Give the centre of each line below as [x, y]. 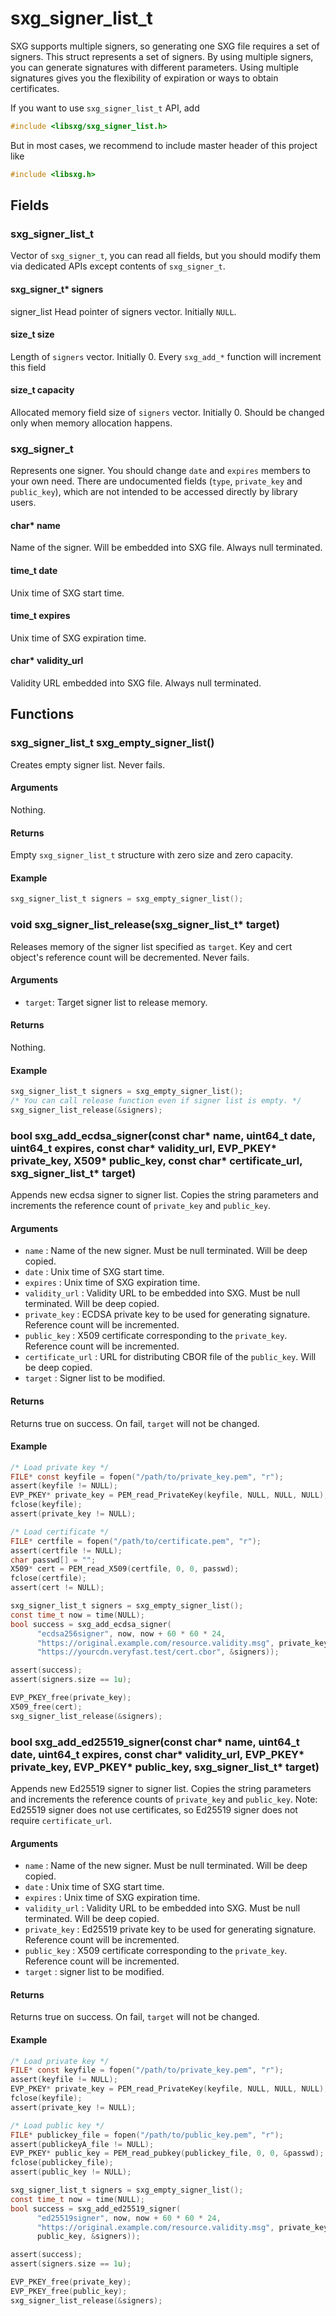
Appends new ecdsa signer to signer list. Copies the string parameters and [164, 1195]
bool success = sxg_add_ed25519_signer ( [96, 2208]
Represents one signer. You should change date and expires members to [160, 471]
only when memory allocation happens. [91, 423]
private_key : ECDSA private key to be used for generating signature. [167, 1314]
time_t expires [40, 616]
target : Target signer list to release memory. [116, 1002]
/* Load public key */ [57, 2125]
